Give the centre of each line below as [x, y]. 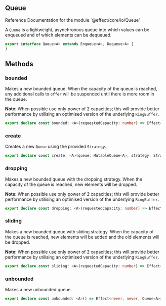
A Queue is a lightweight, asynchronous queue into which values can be [77, 30]
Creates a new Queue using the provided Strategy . [56, 147]
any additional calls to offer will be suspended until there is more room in [80, 94]
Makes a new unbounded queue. [39, 289]
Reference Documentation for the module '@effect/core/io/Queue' [73, 20]
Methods [19, 64]
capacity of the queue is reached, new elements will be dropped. [71, 184]
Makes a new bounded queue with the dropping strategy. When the [74, 179]
